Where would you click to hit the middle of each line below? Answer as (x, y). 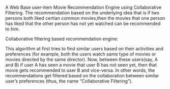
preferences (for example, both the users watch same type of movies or (81, 54)
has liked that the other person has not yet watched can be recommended (83, 23)
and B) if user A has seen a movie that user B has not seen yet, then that (81, 65)
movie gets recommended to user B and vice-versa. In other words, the (80, 70)
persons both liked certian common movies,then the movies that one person (85, 18)
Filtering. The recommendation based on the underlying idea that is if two (82, 13)
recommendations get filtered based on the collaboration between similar (82, 76)
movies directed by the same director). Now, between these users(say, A (81, 60)
